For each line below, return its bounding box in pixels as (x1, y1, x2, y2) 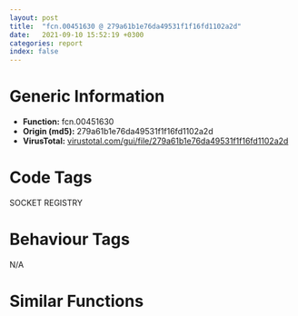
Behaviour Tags (9, 229, 130, 250)
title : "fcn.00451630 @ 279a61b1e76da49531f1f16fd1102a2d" (9, 22, 243, 31)
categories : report (9, 38, 84, 48)
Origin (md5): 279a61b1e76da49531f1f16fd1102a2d (22, 126, 214, 137)
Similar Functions (9, 291, 144, 311)
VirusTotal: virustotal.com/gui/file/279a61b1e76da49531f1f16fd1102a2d (22, 135, 289, 146)
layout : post (9, 13, 59, 23)
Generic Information (9, 86, 165, 107)
